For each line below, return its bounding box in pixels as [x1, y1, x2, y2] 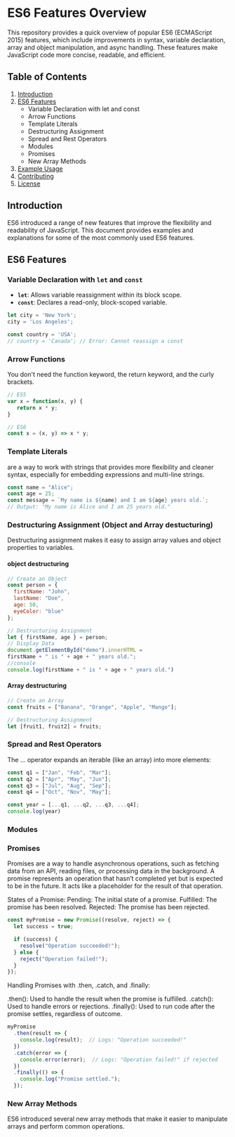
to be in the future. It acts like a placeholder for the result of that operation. [7, 882, 223, 890]
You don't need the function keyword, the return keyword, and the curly [7, 371, 215, 379]
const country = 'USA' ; [7, 331, 77, 338]
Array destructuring [7, 681, 67, 690]
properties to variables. [7, 544, 75, 552]
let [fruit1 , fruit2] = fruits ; [7, 723, 102, 730]
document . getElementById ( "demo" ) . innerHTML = [7, 647, 142, 654]
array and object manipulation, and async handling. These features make [7, 43, 218, 51]
